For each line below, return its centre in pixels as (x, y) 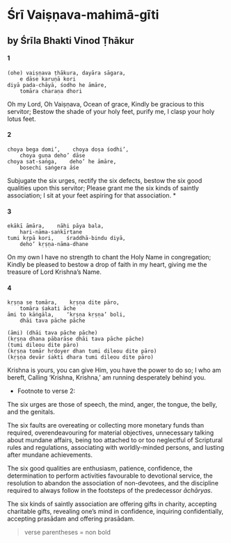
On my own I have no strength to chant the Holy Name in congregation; (109, 257)
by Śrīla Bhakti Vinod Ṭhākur (71, 41)
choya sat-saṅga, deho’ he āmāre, (62, 161)
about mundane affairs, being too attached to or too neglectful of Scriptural (115, 440)
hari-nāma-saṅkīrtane (51, 232)
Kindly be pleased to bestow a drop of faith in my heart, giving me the (107, 265)
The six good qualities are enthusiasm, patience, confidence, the (100, 469)
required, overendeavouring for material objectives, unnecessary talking (111, 433)
